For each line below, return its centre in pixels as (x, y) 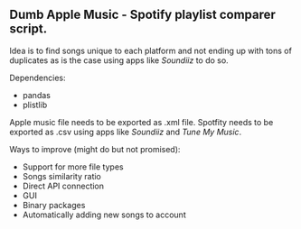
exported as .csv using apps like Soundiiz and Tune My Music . (126, 132)
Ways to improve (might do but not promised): (95, 149)
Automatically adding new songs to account (104, 215)
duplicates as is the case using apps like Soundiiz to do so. (119, 60)
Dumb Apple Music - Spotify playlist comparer (142, 15)
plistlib (35, 105)
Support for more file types (73, 167)
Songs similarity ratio (61, 176)
